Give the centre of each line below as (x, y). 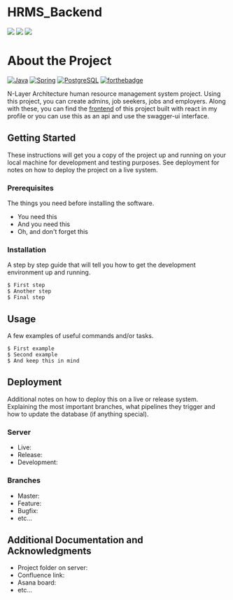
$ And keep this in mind (43, 361)
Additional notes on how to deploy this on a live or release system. (103, 399)
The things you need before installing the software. (81, 203)
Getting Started (42, 138)
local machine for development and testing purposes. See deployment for (113, 162)
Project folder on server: (52, 568)
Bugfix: (28, 510)
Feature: (29, 503)
